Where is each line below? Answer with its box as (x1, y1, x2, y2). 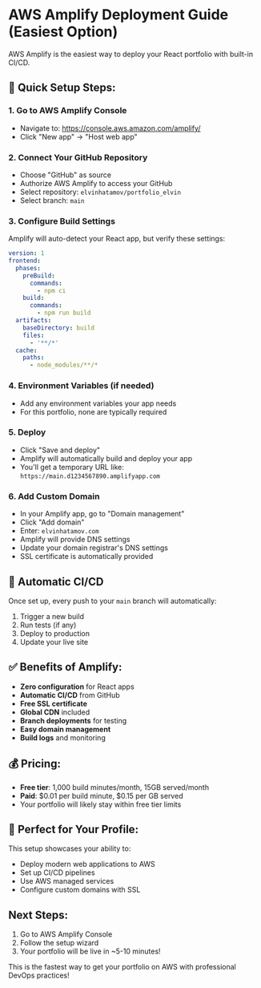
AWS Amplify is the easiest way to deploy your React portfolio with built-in (8, 49, 254, 59)
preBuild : (22, 271, 56, 280)
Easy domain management (19, 724, 111, 734)
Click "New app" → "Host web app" (19, 132, 138, 141)
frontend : (8, 257, 42, 265)
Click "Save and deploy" (19, 445, 101, 455)
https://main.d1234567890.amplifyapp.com (19, 472, 160, 480)
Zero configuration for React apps (19, 682, 135, 691)
